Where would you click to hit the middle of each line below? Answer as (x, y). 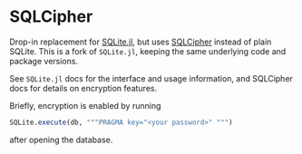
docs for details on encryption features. (83, 88)
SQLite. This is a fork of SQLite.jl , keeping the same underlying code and (148, 51)
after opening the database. (61, 140)
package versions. (44, 61)
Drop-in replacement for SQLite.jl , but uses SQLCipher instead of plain (141, 42)
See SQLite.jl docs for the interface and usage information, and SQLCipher (151, 78)
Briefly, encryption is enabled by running (85, 105)
